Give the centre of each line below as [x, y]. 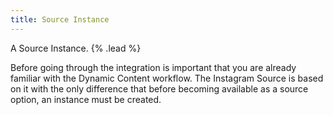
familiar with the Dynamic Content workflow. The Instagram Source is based [167, 78]
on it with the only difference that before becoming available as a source [159, 88]
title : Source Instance [60, 19]
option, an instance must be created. [86, 99]
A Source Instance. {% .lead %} [76, 48]
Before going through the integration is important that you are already [153, 67]
